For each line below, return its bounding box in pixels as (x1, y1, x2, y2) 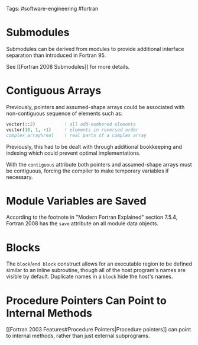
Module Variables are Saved (6, 194, 147, 207)
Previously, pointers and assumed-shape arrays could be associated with (6, 103, 185, 110)
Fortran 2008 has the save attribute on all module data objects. (6, 220, 158, 227)
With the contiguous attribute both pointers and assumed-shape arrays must (6, 161, 192, 168)
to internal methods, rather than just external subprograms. (6, 332, 150, 340)
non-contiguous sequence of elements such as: (6, 110, 123, 117)
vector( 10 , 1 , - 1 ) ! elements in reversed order (6, 127, 139, 133)
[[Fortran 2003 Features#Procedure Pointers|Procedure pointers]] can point (6, 326, 191, 333)
